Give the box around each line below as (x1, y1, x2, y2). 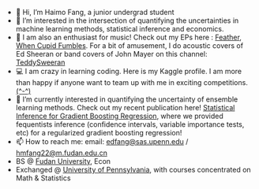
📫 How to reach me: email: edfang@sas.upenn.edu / (15, 137, 189, 146)
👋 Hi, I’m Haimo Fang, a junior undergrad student (15, 8, 175, 17)
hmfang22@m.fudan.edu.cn (15, 148, 108, 157)
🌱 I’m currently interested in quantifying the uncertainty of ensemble (15, 94, 238, 104)
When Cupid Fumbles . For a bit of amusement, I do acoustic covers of (15, 41, 243, 50)
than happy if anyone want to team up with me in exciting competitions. (15, 78, 249, 87)
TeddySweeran (15, 57, 66, 67)
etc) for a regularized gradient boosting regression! (15, 128, 182, 137)
